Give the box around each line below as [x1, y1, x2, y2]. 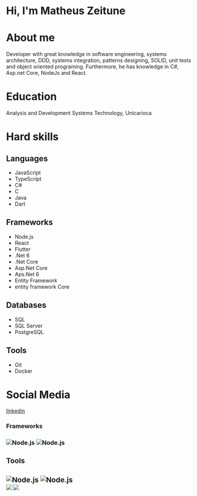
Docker [14, 367, 33, 375]
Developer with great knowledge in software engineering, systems [6, 51, 167, 58]
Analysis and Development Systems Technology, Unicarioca [6, 110, 152, 117]
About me [6, 31, 55, 45]
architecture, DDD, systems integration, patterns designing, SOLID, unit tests [6, 57, 191, 64]
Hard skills [6, 130, 59, 144]
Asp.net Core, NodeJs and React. [6, 70, 87, 77]
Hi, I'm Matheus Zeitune [6, 4, 126, 18]
